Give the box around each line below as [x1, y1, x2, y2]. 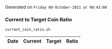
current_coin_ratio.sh [5, 27, 51, 32]
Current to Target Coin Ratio [5, 16, 72, 23]
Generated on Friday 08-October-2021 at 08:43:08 [5, 4, 107, 10]
